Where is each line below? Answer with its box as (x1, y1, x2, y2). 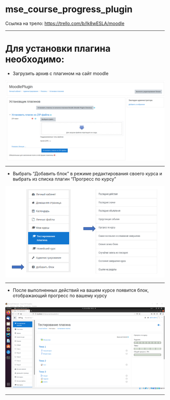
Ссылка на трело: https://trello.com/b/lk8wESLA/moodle (5, 20, 125, 26)
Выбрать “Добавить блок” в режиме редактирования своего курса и (12, 170, 162, 176)
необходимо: (5, 54, 65, 65)
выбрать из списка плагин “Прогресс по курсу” (12, 176, 116, 182)
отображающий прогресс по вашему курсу (12, 293, 107, 299)
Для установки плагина (5, 43, 111, 54)
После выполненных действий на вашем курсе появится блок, (12, 287, 149, 293)
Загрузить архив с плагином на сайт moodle (12, 70, 109, 77)
